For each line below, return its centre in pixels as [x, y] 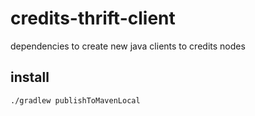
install [30, 77]
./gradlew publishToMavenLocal [75, 100]
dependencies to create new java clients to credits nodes [128, 46]
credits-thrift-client [93, 18]
